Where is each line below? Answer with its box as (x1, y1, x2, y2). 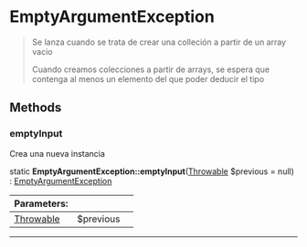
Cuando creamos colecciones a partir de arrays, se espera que (31, 64, 270, 75)
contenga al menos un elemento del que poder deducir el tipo (31, 73, 265, 84)
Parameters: (14, 197, 69, 210)
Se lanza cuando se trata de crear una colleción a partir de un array (31, 36, 286, 47)
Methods (9, 100, 62, 116)
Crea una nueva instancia (9, 148, 105, 159)
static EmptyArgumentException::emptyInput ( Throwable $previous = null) (9, 166, 295, 177)
